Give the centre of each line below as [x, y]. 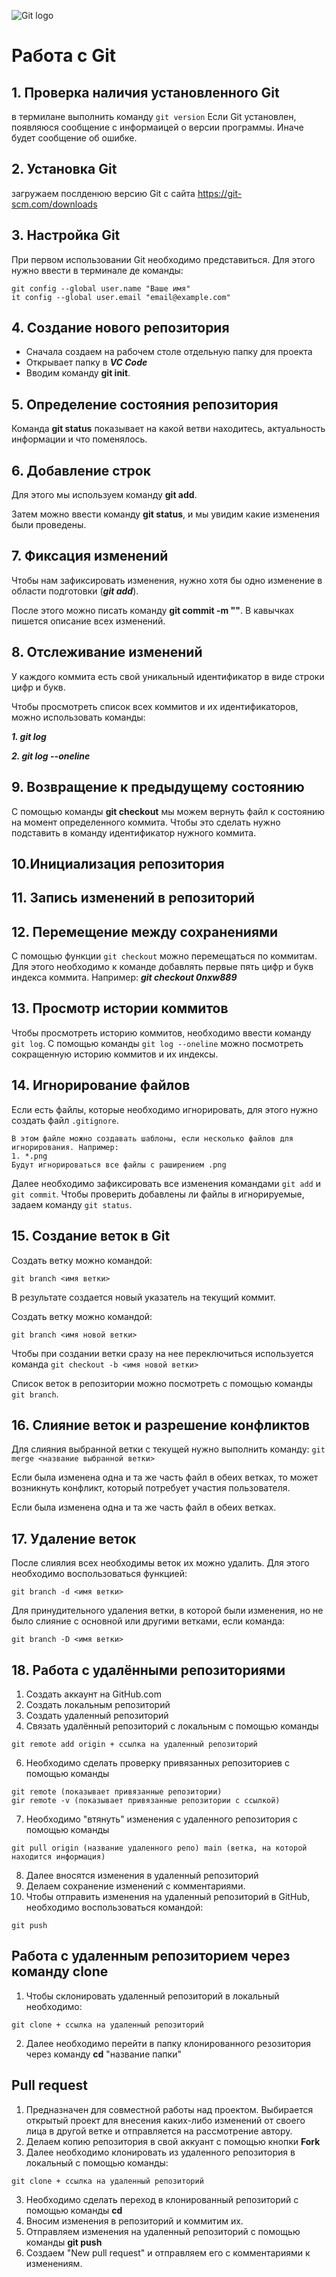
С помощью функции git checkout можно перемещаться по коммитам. [164, 956]
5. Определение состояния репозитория [145, 404]
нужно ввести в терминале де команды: [97, 270]
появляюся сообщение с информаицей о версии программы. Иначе [157, 127]
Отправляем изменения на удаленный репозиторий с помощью [163, 2231]
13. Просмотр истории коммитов [120, 1008]
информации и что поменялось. [79, 439]
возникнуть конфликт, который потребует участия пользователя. [151, 1488]
